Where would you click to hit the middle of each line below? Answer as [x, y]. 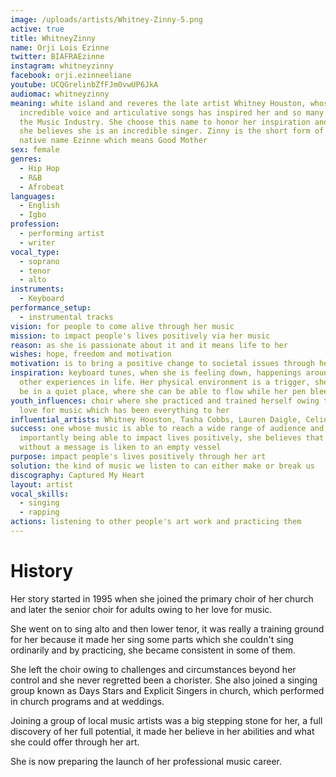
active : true [37, 29]
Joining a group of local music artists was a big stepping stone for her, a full [166, 720]
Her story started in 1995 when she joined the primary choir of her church [162, 598]
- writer [37, 242]
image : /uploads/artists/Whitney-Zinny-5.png [106, 19]
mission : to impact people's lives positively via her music [140, 336]
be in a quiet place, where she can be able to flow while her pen [163, 391]
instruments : [37, 289]
